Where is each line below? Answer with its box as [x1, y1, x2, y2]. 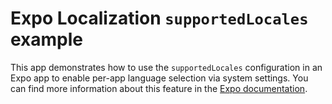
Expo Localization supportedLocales [10, 7, 309, 30]
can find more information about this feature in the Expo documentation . [10, 82, 308, 94]
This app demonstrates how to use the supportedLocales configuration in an [10, 61, 323, 73]
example [10, 28, 84, 51]
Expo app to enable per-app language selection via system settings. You [10, 72, 309, 84]
